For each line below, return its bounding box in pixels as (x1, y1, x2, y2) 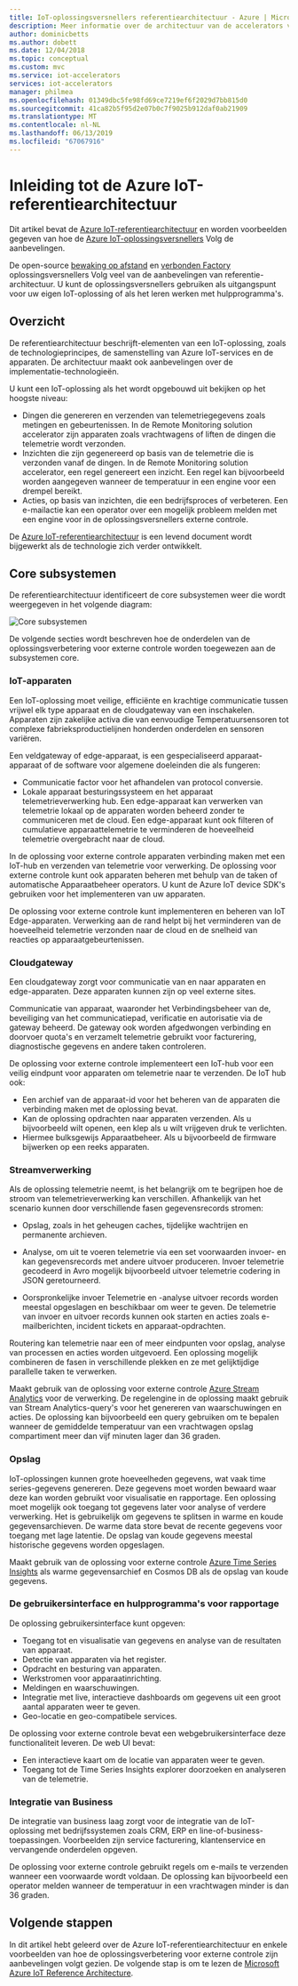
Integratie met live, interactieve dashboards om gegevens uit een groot (21, 1692, 281, 1702)
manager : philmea (9, 87, 74, 96)
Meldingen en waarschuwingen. (21, 1682, 140, 1693)
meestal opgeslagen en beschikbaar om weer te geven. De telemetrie (21, 1302, 277, 1313)
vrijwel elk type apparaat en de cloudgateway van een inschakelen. (9, 704, 255, 715)
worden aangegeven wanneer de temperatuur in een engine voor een (21, 476, 277, 486)
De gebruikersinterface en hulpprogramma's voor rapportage (9, 1597, 279, 1610)
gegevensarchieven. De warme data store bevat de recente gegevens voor (9, 1520, 283, 1531)
